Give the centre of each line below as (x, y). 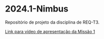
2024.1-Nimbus (37, 9)
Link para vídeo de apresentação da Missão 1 (50, 31)
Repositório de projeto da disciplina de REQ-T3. (52, 22)
